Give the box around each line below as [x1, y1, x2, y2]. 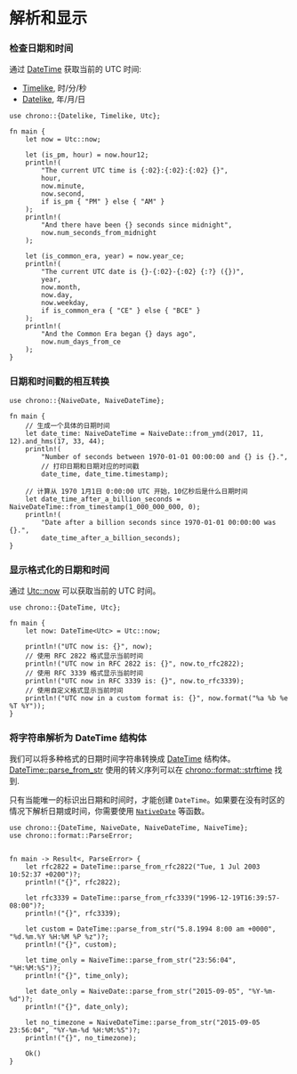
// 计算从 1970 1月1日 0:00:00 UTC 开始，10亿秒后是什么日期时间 [25, 487, 248, 496]
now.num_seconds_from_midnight [41, 229, 157, 238]
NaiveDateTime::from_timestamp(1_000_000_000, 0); [9, 502, 201, 512]
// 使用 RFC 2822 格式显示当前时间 [25, 651, 144, 661]
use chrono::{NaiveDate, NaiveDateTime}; [9, 396, 165, 405]
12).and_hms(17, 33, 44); [9, 437, 105, 446]
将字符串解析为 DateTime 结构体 [9, 731, 147, 744]
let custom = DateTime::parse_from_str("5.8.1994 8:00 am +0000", [25, 925, 277, 934]
